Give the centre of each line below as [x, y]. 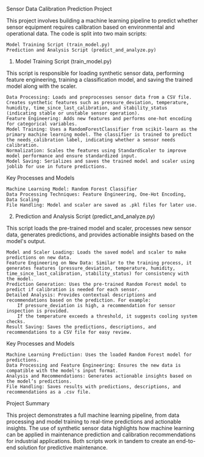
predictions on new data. [39, 258]
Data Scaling [23, 200]
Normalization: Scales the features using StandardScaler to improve [97, 151]
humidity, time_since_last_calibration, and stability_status [87, 108]
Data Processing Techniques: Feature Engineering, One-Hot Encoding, [97, 194]
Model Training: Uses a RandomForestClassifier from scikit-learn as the [102, 129]
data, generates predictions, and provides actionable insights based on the [100, 235]
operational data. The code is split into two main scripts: [77, 34]
